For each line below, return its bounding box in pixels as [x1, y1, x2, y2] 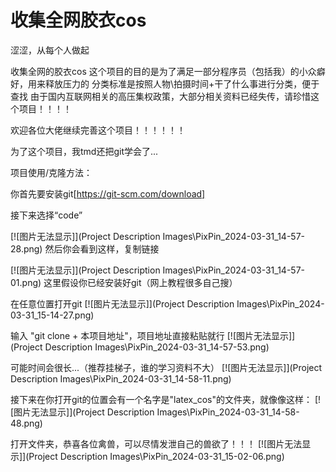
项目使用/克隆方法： [10, 166, 93, 178]
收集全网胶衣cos [10, 9, 147, 32]
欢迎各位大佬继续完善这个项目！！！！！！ [10, 124, 186, 136]
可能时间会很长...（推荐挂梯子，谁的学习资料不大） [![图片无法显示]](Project [10, 361, 323, 373]
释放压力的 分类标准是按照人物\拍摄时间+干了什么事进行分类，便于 [44, 77, 320, 90]
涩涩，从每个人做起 [10, 44, 90, 56]
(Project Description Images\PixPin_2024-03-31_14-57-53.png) [10, 341, 270, 353]
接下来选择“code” [10, 209, 83, 221]
